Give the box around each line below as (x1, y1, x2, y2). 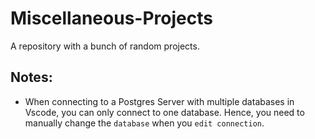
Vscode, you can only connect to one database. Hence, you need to (24, 106, 305, 118)
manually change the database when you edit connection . (24, 117, 265, 129)
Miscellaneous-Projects (10, 7, 213, 30)
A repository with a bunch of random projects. (10, 40, 200, 52)
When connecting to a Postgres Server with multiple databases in (24, 95, 295, 107)
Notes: (10, 69, 53, 86)
